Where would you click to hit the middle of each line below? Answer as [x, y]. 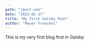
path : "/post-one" [24, 10]
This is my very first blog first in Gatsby [44, 37]
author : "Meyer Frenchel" [31, 23]
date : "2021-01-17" [25, 14]
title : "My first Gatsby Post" [37, 19]
